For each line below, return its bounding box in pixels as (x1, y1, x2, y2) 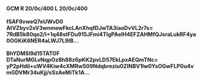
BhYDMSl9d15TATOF (6, 50, 60, 57)
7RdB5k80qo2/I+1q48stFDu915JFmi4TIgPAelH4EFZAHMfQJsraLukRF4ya (6, 31, 197, 38)
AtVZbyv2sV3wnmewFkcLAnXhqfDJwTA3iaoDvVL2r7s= (6, 25, 153, 32)
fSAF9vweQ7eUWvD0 (6, 18, 64, 25)
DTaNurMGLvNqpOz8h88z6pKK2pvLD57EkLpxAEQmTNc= (6, 56, 158, 63)
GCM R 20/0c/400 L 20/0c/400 (6, 5, 88, 12)
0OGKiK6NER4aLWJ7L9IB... (6, 37, 79, 44)
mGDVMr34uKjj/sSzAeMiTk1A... (6, 69, 90, 76)
